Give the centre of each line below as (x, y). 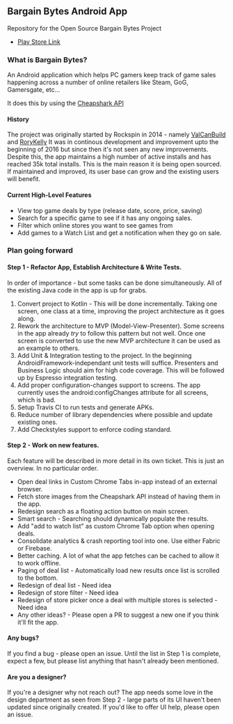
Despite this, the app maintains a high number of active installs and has (109, 157)
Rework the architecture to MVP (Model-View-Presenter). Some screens (121, 326)
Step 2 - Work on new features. (53, 446)
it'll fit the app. (38, 622)
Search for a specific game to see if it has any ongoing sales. (105, 218)
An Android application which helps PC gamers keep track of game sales (112, 75)
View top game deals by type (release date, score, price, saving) (110, 210)
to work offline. (39, 562)
